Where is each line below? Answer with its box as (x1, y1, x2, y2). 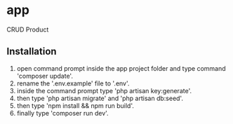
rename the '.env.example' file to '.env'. (16, 79, 130, 88)
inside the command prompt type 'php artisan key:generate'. (16, 86, 192, 95)
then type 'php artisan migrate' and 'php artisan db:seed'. (16, 94, 184, 102)
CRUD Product (6, 25, 49, 34)
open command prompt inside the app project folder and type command (16, 64, 226, 72)
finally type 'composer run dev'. (16, 109, 109, 117)
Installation (6, 46, 57, 57)
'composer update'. (16, 71, 73, 80)
